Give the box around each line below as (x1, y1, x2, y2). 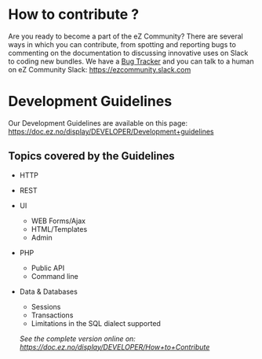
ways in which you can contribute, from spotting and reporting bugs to (8, 39, 237, 49)
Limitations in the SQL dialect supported (31, 318, 161, 328)
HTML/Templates (31, 224, 88, 233)
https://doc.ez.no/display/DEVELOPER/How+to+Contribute (19, 342, 210, 351)
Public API (31, 263, 65, 273)
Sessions (31, 302, 61, 311)
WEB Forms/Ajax (31, 216, 86, 225)
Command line (31, 271, 78, 280)
